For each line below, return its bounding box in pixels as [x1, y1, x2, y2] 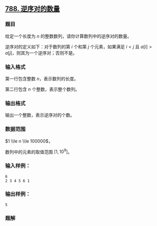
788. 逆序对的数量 [5, 4, 60, 13]
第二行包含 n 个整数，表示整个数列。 [5, 86, 80, 92]
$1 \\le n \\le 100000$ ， [5, 138, 53, 144]
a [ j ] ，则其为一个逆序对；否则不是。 [5, 50, 78, 56]
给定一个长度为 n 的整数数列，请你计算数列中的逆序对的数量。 [5, 33, 132, 39]
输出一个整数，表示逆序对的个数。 [5, 112, 75, 118]
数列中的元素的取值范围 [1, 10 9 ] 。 [5, 148, 72, 155]
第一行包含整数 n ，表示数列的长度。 [5, 75, 79, 81]
